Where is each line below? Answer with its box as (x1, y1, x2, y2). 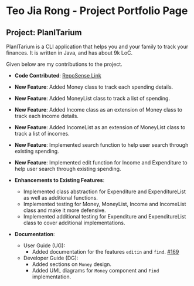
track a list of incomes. (14, 130, 70, 137)
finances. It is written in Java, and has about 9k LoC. (6, 49, 133, 56)
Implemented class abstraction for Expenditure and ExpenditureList (23, 188, 186, 195)
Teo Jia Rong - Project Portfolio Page (6, 4, 188, 18)
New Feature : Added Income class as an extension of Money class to (14, 106, 183, 113)
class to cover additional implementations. (23, 219, 125, 226)
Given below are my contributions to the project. (6, 60, 123, 68)
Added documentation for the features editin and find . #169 (32, 248, 179, 255)
